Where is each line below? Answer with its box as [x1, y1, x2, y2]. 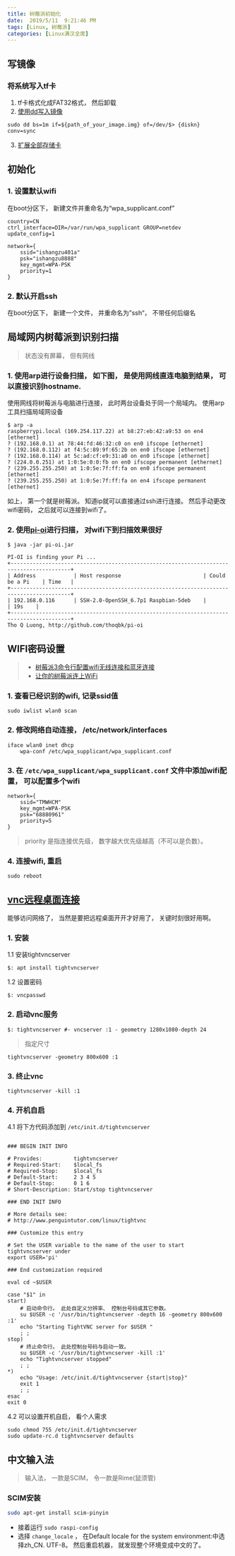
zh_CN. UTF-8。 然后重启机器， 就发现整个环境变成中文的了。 [23, 1541, 205, 1550]
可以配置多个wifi [23, 776, 80, 786]
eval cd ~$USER [7, 1279, 52, 1286]
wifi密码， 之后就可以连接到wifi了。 [7, 506, 111, 514]
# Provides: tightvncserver [7, 1155, 119, 1162]
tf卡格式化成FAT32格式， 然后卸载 [17, 98, 116, 107]
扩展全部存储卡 [17, 141, 61, 149]
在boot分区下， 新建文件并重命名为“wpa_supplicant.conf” [7, 204, 175, 212]
